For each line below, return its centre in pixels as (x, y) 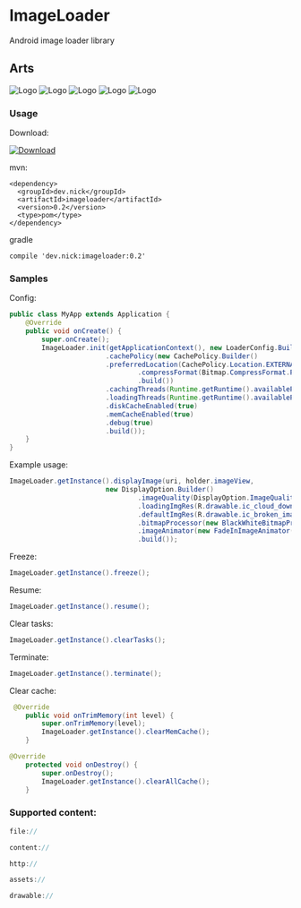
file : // (24, 831)
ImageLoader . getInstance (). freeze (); (80, 573)
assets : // (28, 880)
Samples (29, 278)
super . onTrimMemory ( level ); (94, 724)
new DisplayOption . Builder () (160, 490)
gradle (21, 240)
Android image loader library (62, 40)
